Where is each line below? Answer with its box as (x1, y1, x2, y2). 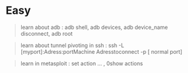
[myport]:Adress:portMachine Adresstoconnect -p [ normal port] (20, 48, 183, 55)
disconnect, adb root (20, 30, 73, 37)
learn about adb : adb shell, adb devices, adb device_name (20, 24, 168, 31)
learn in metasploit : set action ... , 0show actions (20, 60, 143, 67)
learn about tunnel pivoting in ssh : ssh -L (20, 42, 125, 49)
